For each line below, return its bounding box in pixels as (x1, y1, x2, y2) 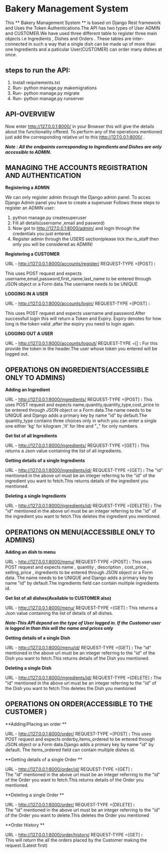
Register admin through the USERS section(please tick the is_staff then (12, 236, 159, 242)
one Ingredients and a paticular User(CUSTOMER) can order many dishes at (5, 46, 162, 52)
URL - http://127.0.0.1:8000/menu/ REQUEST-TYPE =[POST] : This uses (5, 559, 152, 565)
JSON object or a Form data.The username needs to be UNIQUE (5, 281, 138, 287)
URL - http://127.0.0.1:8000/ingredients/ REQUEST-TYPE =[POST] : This (5, 397, 153, 403)
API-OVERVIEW (5, 110, 55, 118)
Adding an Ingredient (5, 387, 50, 393)
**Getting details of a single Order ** (5, 756, 83, 762)
